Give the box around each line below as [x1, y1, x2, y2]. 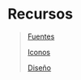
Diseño [27, 62, 52, 73]
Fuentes [27, 32, 55, 41]
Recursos [7, 5, 74, 23]
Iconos [27, 47, 51, 57]
